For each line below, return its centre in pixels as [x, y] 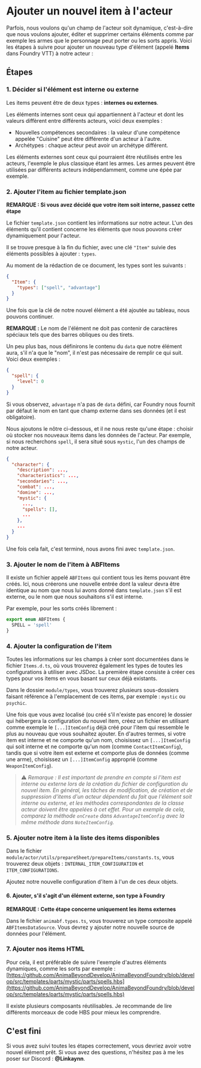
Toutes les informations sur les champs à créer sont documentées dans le [97, 659]
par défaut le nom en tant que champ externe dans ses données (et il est [96, 410]
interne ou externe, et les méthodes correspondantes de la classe [102, 803]
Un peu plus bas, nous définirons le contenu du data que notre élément [94, 346]
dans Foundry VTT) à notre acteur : [50, 53]
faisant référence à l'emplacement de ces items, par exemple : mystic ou [96, 696]
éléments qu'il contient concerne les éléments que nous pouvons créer [94, 229]
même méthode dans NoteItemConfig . [67, 822]
